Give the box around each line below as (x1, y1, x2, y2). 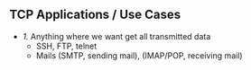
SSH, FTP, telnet (35, 40, 98, 51)
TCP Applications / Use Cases (9, 7, 181, 22)
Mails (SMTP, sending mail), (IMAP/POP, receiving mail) (35, 49, 243, 61)
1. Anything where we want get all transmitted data (22, 31, 211, 41)
